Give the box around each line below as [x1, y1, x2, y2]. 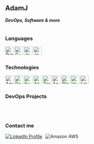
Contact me [5, 122, 34, 129]
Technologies [5, 64, 39, 71]
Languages [5, 35, 33, 42]
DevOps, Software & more [5, 17, 60, 23]
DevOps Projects [5, 93, 47, 100]
